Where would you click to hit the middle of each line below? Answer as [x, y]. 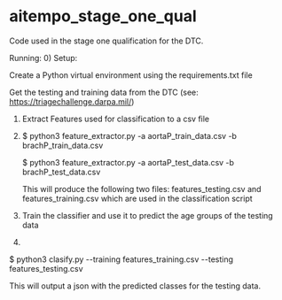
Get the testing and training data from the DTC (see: [104, 92]
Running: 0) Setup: [43, 58]
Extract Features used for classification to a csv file [116, 119]
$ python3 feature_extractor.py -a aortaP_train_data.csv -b [129, 135]
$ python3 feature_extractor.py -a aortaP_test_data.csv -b [128, 162]
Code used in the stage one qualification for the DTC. [106, 41]
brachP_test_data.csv [61, 172]
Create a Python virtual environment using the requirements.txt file [131, 75]
